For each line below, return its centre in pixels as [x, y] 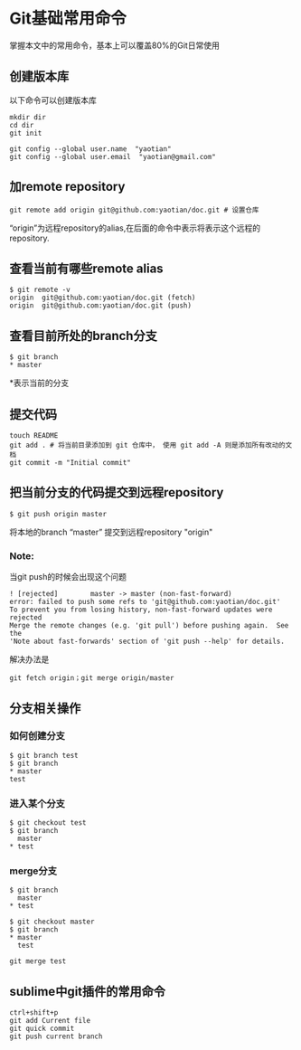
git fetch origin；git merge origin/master [92, 678]
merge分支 [33, 871]
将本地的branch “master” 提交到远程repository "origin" [111, 532]
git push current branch [56, 1036]
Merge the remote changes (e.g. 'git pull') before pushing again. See [149, 626]
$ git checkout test [48, 823]
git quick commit [42, 1029]
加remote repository [67, 187]
